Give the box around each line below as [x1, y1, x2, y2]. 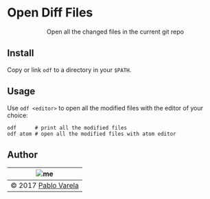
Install [7, 47, 34, 59]
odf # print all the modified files [7, 124, 128, 131]
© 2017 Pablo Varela [10, 180, 79, 190]
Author [7, 149, 38, 161]
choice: [7, 111, 29, 119]
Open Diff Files [7, 5, 93, 21]
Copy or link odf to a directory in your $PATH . [7, 65, 132, 73]
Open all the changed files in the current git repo [47, 27, 184, 36]
